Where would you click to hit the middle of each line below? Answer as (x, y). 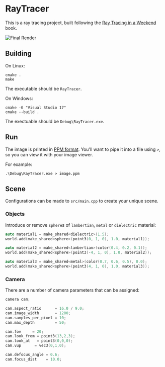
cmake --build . (22, 112)
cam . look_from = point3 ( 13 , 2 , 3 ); (40, 336)
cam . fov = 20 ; (24, 332)
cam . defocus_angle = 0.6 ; (32, 355)
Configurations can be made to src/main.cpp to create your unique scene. (82, 201)
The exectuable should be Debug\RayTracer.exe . (55, 121)
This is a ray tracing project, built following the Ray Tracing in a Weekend (81, 23)
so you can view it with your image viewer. (49, 154)
